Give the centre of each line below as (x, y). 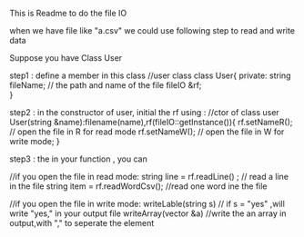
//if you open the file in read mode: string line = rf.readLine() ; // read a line (149, 177)
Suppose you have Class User (66, 58)
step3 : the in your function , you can (78, 159)
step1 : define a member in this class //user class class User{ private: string (150, 75)
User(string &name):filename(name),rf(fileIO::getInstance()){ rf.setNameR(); (151, 122)
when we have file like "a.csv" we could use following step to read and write (152, 30)
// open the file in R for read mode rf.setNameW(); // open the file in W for (147, 132)
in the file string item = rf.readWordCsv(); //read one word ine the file (138, 186)
